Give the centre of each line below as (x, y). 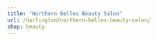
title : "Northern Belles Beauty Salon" (65, 14)
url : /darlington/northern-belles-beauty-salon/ (79, 20)
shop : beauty (26, 26)
